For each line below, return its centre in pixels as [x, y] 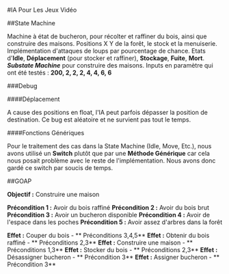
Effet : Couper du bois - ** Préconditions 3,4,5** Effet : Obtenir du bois [108, 235]
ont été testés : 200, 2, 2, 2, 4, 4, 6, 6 [59, 72]
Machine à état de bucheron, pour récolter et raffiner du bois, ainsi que [107, 36]
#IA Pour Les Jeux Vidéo [42, 10]
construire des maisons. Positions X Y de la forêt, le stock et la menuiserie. [112, 43]
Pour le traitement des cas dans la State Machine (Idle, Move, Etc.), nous [109, 146]
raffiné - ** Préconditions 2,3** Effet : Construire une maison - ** [100, 243]
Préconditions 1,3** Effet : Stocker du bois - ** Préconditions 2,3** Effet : [112, 250]
